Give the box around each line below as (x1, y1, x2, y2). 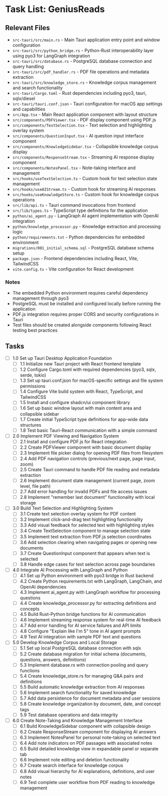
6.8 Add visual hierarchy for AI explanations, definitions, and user (20, 768, 155, 774)
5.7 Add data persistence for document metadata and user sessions (20, 695, 160, 701)
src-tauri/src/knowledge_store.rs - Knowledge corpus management (12, 79, 156, 85)
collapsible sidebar (20, 411, 59, 417)
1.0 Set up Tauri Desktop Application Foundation (12, 355, 112, 361)
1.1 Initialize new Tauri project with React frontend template (20, 361, 141, 367)
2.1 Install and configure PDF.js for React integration (20, 438, 127, 445)
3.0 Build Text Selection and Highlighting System (12, 505, 113, 511)
